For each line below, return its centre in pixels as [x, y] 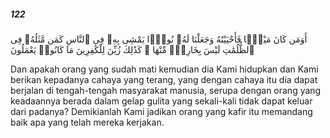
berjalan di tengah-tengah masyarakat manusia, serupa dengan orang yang [166, 90]
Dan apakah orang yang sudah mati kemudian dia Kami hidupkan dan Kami [164, 69]
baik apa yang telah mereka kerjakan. [87, 122]
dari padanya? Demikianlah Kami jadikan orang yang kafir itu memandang [161, 111]
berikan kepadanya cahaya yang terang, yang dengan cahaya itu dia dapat [164, 79]
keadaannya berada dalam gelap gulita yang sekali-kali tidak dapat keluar [161, 101]
